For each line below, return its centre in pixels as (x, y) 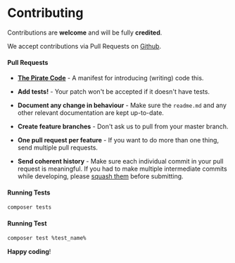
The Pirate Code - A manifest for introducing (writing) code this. (110, 78)
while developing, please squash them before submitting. (101, 176)
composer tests (30, 207)
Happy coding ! (29, 252)
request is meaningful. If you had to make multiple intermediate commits (122, 169)
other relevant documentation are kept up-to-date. (90, 113)
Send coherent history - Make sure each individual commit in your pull (120, 161)
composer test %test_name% (47, 238)
